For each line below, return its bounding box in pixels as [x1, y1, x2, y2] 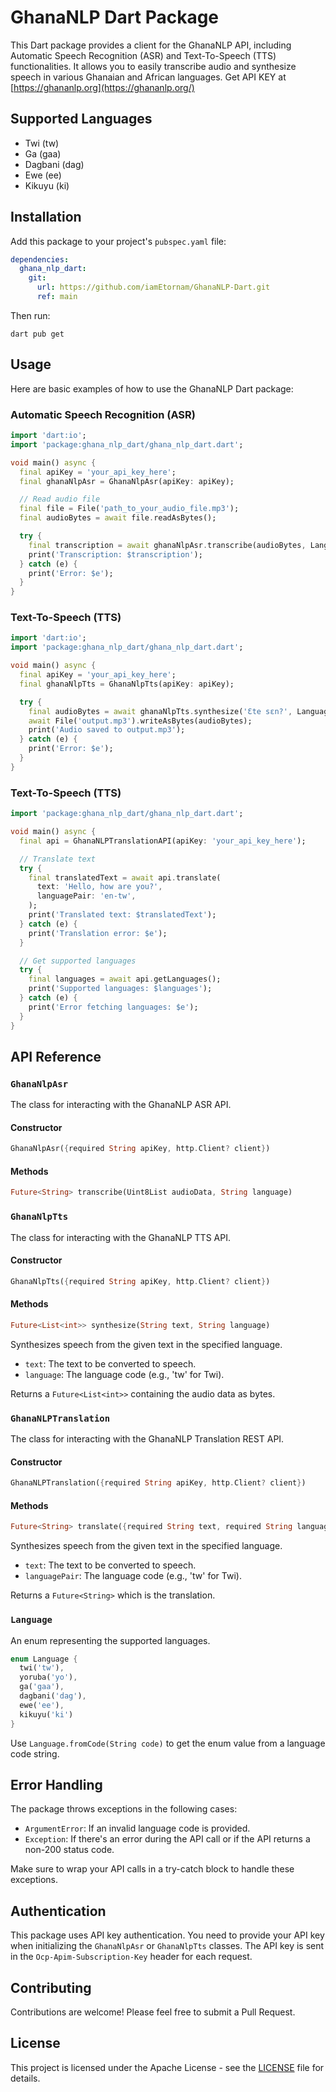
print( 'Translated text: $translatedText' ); [28, 910, 217, 920]
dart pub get [10, 329, 65, 339]
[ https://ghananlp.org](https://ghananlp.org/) [10, 81, 195, 93]
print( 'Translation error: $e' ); [28, 928, 168, 938]
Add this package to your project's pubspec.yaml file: [10, 235, 227, 247]
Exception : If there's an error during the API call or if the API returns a [24, 1833, 311, 1845]
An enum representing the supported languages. [10, 1634, 211, 1646]
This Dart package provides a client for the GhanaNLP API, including [10, 39, 292, 51]
